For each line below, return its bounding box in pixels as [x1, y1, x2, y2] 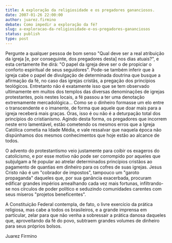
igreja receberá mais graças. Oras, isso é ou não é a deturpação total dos [5, 110, 161, 116]
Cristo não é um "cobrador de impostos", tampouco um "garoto [5, 169, 140, 175]
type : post [5, 36, 29, 42]
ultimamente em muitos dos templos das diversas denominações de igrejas [5, 88, 165, 95]
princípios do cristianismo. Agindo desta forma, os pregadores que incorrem [5, 116, 167, 122]
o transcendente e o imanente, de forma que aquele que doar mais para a [5, 105, 162, 111]
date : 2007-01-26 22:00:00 [5, 12, 63, 17]
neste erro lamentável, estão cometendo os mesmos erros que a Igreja [5, 121, 155, 127]
